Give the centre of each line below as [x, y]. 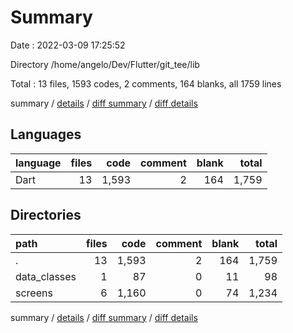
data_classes [46, 276]
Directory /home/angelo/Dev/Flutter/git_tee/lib [105, 64]
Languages [46, 134]
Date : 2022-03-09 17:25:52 [68, 45]
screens [34, 293]
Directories [46, 215]
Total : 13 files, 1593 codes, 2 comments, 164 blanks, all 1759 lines [146, 83]
